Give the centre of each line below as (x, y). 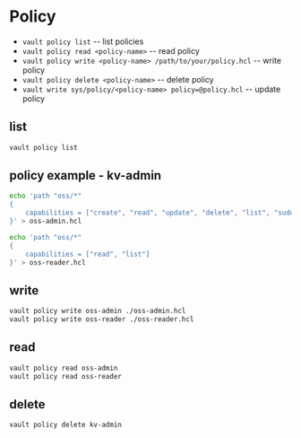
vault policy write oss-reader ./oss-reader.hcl (102, 320)
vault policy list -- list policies (83, 41)
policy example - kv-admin (86, 175)
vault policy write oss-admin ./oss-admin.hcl (98, 311)
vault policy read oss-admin (64, 368)
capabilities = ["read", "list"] (88, 254)
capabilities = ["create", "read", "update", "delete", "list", (148, 213)
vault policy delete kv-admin (66, 425)
